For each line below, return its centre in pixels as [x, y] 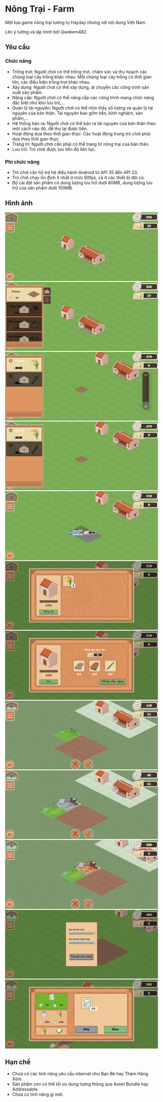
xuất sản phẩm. [27, 92]
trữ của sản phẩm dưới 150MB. [42, 188]
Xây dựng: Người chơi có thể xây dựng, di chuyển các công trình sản [81, 87]
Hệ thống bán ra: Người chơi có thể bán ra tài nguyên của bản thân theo [84, 123]
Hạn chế [18, 1062]
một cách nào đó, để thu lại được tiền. [50, 128]
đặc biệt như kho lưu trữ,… [39, 103]
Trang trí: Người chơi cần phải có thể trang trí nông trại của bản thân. [81, 144]
